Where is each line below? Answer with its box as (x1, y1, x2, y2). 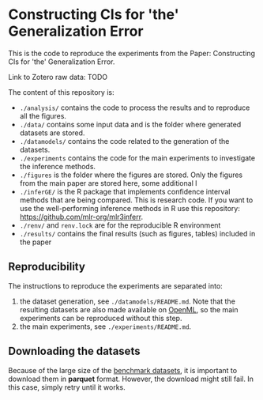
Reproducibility (8, 260, 85, 274)
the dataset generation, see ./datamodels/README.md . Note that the (19, 296, 235, 306)
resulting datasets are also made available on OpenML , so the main (19, 304, 239, 314)
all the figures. (19, 111, 67, 120)
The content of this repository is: (8, 87, 115, 96)
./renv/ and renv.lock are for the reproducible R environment (19, 220, 221, 230)
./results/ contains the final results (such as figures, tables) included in (19, 228, 256, 238)
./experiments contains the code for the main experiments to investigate (19, 153, 255, 163)
